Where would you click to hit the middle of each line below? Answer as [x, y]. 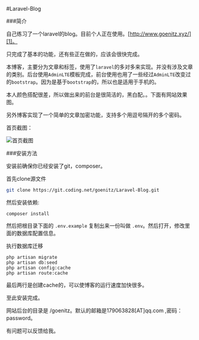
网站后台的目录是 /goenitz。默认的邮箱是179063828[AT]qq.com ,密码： [94, 310]
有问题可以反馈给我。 [32, 330]
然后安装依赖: [23, 202]
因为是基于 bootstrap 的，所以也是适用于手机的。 [100, 82]
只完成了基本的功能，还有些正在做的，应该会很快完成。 [74, 54]
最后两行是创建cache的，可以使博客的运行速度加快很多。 [77, 285]
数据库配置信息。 [37, 233]
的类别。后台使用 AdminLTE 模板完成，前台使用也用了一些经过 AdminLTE [91, 74]
